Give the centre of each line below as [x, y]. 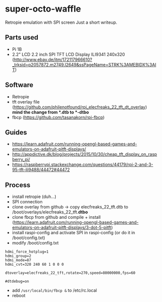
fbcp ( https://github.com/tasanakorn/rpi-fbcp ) [58, 117]
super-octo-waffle [43, 9]
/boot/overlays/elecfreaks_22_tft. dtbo [50, 212]
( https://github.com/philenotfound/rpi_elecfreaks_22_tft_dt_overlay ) [79, 107]
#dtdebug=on [17, 282]
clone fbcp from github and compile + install [56, 217]
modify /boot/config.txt [35, 243]
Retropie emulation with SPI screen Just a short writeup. [61, 22]
